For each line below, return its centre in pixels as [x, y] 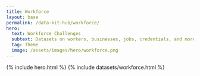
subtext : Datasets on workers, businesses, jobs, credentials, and [97, 39]
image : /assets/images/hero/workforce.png [65, 50]
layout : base [22, 17]
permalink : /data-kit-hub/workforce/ [53, 23]
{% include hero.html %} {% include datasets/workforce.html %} [86, 67]
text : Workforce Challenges [46, 34]
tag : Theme [25, 45]
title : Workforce [28, 12]
